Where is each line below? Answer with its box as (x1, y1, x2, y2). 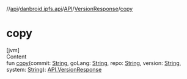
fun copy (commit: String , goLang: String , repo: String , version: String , (6, 59, 182, 66)
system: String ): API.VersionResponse (6, 66, 102, 73)
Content (6, 53, 27, 60)
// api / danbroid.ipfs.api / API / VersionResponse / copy (6, 5, 133, 12)
